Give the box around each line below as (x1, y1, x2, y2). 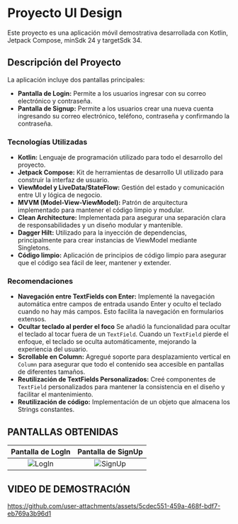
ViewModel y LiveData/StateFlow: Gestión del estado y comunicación (17, 183, 225, 192)
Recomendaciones (7, 276, 73, 286)
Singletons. (17, 243, 51, 252)
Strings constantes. (17, 406, 75, 414)
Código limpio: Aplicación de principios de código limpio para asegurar (17, 251, 227, 260)
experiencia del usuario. (17, 345, 89, 354)
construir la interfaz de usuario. (17, 176, 110, 184)
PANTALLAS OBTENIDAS (7, 425, 119, 437)
